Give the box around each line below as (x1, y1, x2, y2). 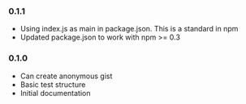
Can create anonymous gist (19, 71, 113, 81)
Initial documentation (19, 88, 91, 98)
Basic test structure (19, 79, 86, 89)
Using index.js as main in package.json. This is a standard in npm (19, 24, 239, 34)
